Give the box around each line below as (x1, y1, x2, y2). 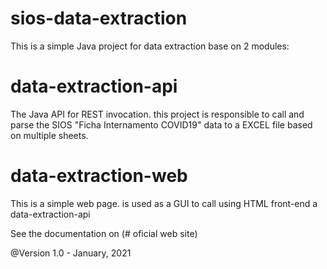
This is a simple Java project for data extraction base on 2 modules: (10, 40, 290, 52)
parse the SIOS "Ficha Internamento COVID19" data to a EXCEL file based (10, 118, 313, 131)
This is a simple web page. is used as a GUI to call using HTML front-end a (10, 197, 318, 209)
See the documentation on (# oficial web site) (10, 227, 198, 239)
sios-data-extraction (10, 7, 188, 30)
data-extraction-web (10, 165, 188, 187)
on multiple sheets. (10, 129, 89, 141)
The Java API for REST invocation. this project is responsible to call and (10, 108, 305, 120)
